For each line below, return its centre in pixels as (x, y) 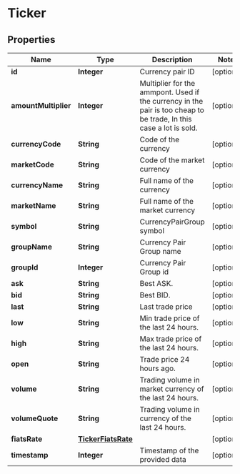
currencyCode (36, 144)
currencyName (37, 185)
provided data (163, 459)
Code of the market (172, 160)
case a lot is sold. (169, 128)
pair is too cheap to (172, 110)
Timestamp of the (169, 450)
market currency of (172, 389)
